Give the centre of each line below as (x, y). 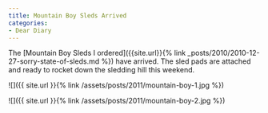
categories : (28, 23)
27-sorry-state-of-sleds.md (54, 61)
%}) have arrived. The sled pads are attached (176, 61)
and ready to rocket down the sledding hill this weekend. (102, 70)
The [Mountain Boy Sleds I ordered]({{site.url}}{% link (97, 53)
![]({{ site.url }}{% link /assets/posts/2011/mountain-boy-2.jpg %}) (117, 101)
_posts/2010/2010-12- (224, 53)
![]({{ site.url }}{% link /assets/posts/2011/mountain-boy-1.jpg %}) (116, 85)
